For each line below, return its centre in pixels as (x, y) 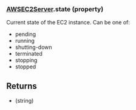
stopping (26, 61)
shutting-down (34, 47)
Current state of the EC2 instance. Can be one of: (68, 23)
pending (25, 34)
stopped (25, 67)
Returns (22, 86)
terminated (29, 54)
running (25, 41)
